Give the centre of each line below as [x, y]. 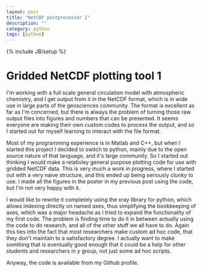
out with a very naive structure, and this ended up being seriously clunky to [100, 175]
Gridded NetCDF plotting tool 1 [84, 76]
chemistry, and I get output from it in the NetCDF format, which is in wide [97, 99]
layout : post [23, 12]
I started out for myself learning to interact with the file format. [84, 131]
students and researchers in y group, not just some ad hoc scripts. [89, 251]
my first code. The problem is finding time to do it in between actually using [100, 219]
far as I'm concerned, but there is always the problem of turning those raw [99, 112]
